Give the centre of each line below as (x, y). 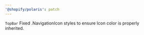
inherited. (15, 28)
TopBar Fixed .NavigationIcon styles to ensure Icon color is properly (72, 23)
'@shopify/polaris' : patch (32, 9)
